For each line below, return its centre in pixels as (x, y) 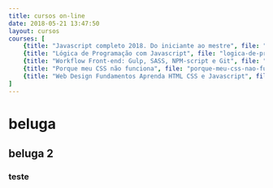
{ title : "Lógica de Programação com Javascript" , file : (120, 53)
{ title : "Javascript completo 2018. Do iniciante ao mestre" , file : (141, 46)
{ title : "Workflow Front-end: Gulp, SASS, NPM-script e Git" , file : (141, 62)
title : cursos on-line (47, 16)
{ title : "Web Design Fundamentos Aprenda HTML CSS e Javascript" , (138, 76)
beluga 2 (31, 154)
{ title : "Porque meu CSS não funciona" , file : (103, 69)
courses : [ (27, 38)
